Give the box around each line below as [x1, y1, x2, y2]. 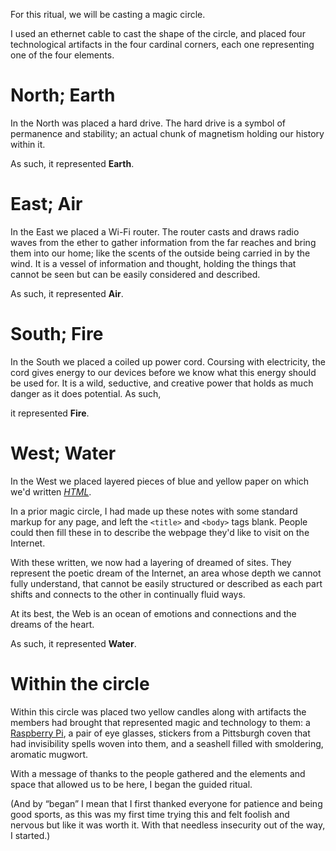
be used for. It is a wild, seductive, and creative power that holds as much [10, 377, 314, 389]
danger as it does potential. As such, [10, 387, 162, 399]
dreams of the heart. [10, 618, 95, 630]
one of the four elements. [10, 49, 115, 61]
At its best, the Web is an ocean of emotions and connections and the [10, 607, 297, 619]
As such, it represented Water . [10, 637, 137, 649]
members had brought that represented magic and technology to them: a [10, 716, 311, 728]
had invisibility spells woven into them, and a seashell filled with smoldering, [10, 737, 324, 749]
